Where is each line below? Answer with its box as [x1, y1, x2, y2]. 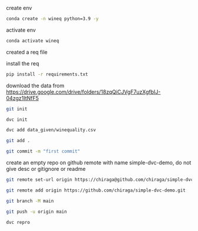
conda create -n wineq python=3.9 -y [6, 16, 99, 22]
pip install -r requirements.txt [6, 71, 88, 77]
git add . [6, 138, 31, 144]
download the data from [6, 82, 65, 89]
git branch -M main [6, 198, 54, 204]
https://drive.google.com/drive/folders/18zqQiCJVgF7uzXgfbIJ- [6, 88, 161, 95]
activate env [6, 26, 37, 34]
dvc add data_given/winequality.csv [6, 127, 96, 133]
